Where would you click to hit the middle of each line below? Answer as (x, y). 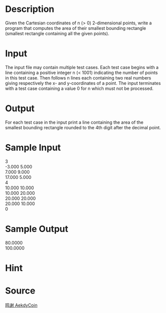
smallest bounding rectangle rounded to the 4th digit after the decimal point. (83, 127)
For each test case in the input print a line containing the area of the (74, 122)
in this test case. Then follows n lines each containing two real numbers (78, 78)
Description (30, 9)
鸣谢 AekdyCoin (21, 305)
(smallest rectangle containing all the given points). (57, 33)
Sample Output (37, 229)
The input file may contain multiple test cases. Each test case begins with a (82, 67)
